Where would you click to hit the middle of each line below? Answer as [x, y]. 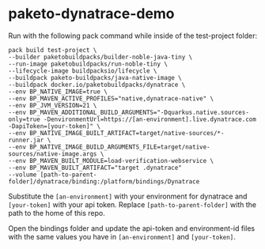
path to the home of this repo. [57, 213]
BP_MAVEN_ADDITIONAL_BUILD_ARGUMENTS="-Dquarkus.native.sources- [139, 112]
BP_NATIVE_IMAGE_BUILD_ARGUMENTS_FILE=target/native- [120, 147]
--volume [23, 175]
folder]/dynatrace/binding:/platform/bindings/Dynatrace [104, 181]
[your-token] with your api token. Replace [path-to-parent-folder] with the [132, 204]
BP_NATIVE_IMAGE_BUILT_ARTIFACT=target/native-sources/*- [127, 133]
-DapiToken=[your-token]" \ [55, 126]
